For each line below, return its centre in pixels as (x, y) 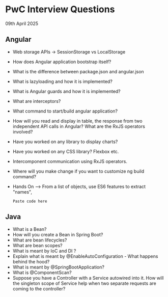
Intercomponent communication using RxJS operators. (70, 161)
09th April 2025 (22, 23)
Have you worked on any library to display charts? (65, 142)
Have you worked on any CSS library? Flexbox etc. (66, 151)
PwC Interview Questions (60, 9)
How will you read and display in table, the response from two (77, 121)
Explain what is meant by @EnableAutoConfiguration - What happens (85, 256)
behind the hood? (31, 261)
